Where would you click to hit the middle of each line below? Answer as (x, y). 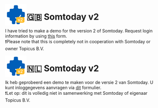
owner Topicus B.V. (25, 49)
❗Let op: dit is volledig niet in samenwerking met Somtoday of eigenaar (76, 93)
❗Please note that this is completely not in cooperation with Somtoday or (78, 41)
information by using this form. (36, 36)
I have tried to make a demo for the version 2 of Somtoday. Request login (79, 30)
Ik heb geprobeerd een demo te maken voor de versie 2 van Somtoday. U (79, 82)
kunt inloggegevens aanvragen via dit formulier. (53, 87)
